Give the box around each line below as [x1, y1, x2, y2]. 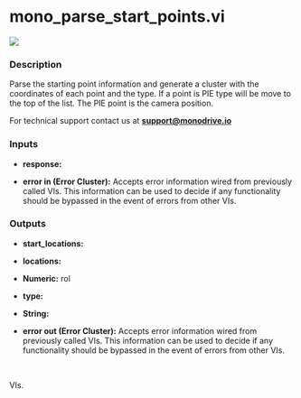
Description [9, 58, 62, 70]
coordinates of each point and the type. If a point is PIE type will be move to [9, 88, 292, 99]
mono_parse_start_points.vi [9, 6, 225, 27]
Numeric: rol [22, 273, 71, 283]
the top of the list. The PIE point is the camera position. [9, 97, 214, 109]
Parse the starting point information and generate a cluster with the [9, 79, 259, 89]
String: [22, 308, 50, 319]
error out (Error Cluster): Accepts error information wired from [22, 325, 258, 336]
